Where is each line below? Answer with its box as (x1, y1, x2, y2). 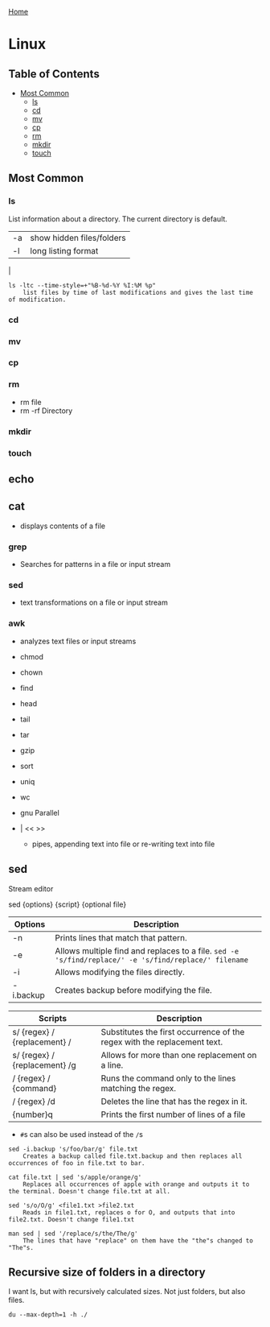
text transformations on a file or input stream (19, 597, 169, 607)
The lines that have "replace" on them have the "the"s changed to (22, 1236, 253, 1245)
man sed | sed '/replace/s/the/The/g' (8, 1230, 138, 1238)
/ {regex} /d (12, 1095, 56, 1106)
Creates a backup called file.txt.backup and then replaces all (22, 1151, 243, 1160)
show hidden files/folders (30, 232, 126, 243)
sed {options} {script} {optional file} (8, 899, 127, 909)
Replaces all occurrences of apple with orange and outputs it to (22, 1180, 250, 1189)
